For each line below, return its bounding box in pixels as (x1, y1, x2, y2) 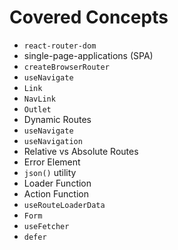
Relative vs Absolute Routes (23, 145, 139, 157)
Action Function (23, 187, 90, 200)
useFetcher (23, 221, 70, 231)
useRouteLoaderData (23, 200, 106, 210)
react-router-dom (23, 41, 97, 51)
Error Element (23, 156, 81, 168)
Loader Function (23, 177, 92, 189)
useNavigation (23, 136, 83, 146)
